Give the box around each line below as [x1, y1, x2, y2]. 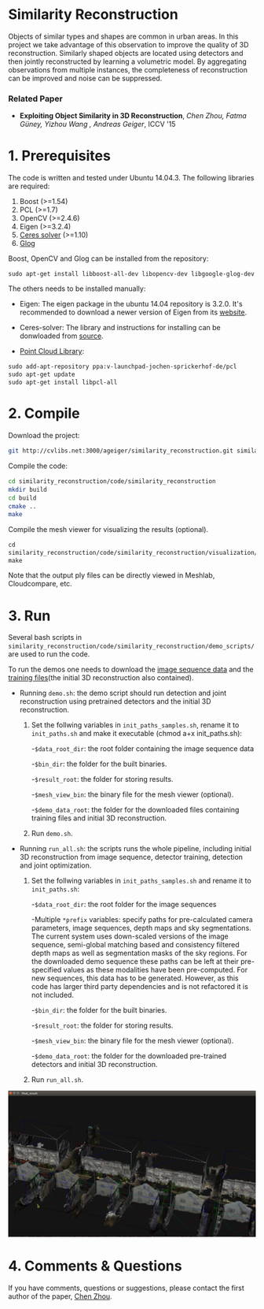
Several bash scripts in [8, 633, 82, 642]
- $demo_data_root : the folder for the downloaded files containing [31, 805, 240, 815]
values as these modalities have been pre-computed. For [63, 965, 248, 975]
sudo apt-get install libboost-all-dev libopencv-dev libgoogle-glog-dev [8, 270, 255, 278]
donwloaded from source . [19, 331, 104, 340]
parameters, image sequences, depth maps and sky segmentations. [31, 924, 251, 933]
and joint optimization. [19, 861, 92, 870]
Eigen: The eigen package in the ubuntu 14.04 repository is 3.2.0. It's [19, 299, 243, 309]
